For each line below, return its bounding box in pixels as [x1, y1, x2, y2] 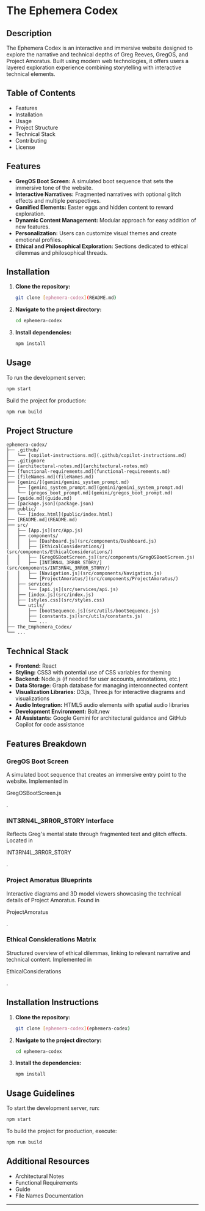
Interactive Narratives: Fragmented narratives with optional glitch [15, 191, 182, 198]
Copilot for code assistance [15, 721, 85, 728]
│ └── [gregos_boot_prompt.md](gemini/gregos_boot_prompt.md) [6, 490, 173, 496]
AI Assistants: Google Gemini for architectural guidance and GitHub [15, 714, 187, 722]
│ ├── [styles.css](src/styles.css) [6, 597, 105, 603]
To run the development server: [6, 374, 85, 381]
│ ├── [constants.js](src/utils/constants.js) [6, 613, 143, 619]
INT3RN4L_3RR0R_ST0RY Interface [6, 816, 114, 824]
